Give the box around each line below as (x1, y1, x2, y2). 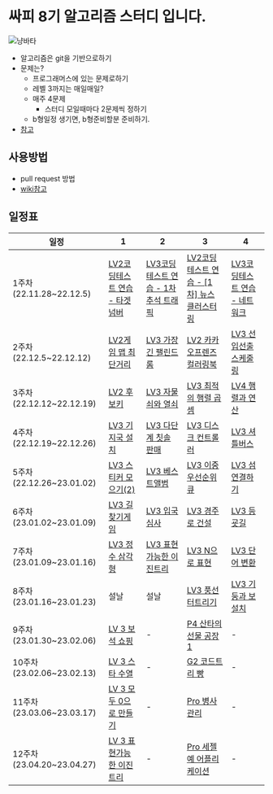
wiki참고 (19, 184, 47, 194)
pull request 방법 (19, 173, 76, 183)
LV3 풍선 (186, 584, 219, 595)
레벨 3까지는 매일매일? (32, 83, 104, 94)
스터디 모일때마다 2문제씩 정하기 (44, 103, 148, 114)
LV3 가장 (145, 334, 179, 346)
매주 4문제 (32, 94, 67, 103)
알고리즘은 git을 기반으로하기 (19, 53, 112, 63)
